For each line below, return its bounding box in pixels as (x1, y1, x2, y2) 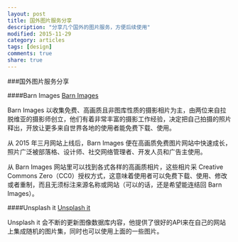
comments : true (7, 50, 53, 57)
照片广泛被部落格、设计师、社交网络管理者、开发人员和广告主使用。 (7, 147, 207, 156)
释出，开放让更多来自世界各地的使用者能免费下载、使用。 (7, 123, 175, 132)
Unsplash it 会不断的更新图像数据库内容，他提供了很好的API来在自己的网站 (7, 218, 226, 226)
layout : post (7, 10, 46, 18)
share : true (7, 57, 43, 64)
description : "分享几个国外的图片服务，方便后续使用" (7, 23, 151, 31)
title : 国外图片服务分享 (7, 17, 72, 24)
